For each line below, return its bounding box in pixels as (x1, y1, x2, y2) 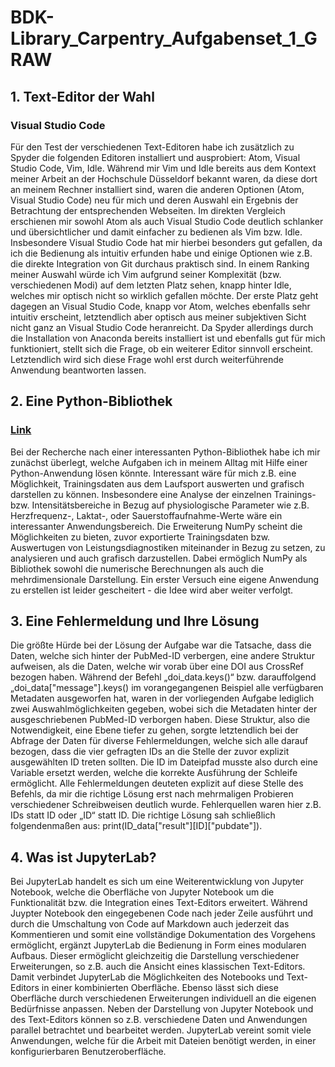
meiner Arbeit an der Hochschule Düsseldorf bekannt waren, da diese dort (10, 172, 318, 185)
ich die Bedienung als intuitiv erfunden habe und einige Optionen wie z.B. (10, 247, 313, 259)
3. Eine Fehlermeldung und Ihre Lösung (10, 612, 260, 630)
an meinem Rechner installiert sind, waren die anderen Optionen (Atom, (10, 183, 305, 195)
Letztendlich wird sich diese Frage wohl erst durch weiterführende (10, 353, 284, 365)
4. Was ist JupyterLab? (10, 849, 157, 866)
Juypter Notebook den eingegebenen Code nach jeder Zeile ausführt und (10, 907, 314, 920)
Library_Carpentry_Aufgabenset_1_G (10, 27, 318, 50)
